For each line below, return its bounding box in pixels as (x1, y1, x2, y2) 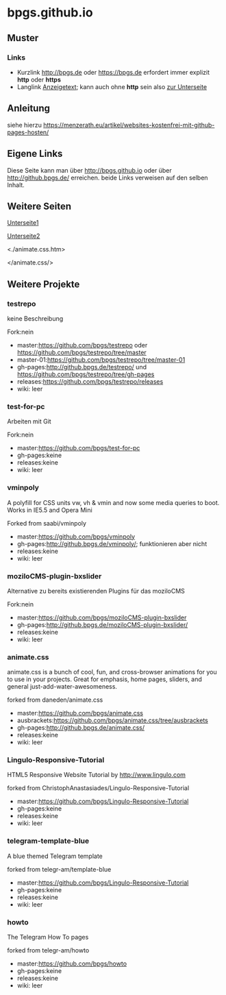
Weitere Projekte (7, 278, 80, 290)
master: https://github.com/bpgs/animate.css (16, 709, 144, 717)
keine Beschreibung (7, 315, 64, 323)
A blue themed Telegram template (7, 852, 103, 860)
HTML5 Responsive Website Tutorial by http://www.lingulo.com (7, 771, 186, 779)
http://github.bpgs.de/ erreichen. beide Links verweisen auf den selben (7, 173, 208, 182)
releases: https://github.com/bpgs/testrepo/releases (16, 378, 164, 385)
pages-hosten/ (7, 128, 49, 136)
